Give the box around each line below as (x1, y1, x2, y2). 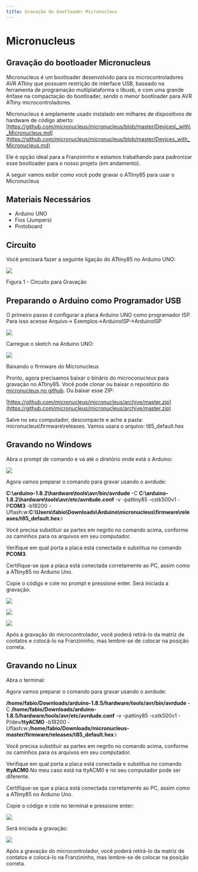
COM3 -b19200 (9, 502, 48, 509)
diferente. (6, 772, 30, 780)
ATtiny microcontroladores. (6, 98, 72, 106)
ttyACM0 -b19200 (21, 718, 67, 725)
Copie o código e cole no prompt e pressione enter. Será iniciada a (6, 580, 169, 587)
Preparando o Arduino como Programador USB (6, 295, 181, 305)
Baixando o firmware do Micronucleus (6, 363, 99, 370)
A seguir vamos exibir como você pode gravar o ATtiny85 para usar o (6, 171, 175, 178)
